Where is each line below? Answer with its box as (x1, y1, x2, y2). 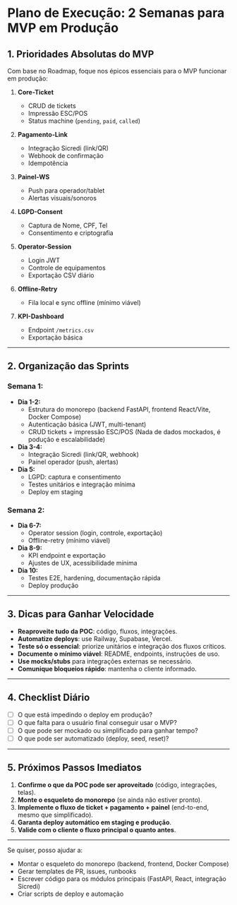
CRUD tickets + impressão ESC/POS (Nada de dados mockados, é (28, 427, 221, 436)
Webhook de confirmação (28, 152, 104, 160)
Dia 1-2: (17, 397, 41, 406)
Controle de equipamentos (28, 263, 106, 272)
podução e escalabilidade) (28, 435, 106, 443)
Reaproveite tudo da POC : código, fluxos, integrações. (17, 627, 178, 635)
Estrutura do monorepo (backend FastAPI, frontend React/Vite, (28, 404, 211, 414)
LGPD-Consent (17, 208, 63, 216)
